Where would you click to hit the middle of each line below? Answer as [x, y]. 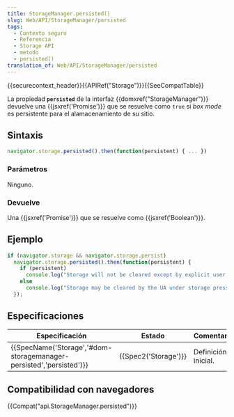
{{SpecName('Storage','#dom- [62, 347]
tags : [15, 26]
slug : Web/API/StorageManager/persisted [67, 20]
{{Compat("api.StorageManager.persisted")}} [72, 406]
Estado [153, 336]
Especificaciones [46, 316]
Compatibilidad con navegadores [81, 390]
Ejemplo [25, 240]
